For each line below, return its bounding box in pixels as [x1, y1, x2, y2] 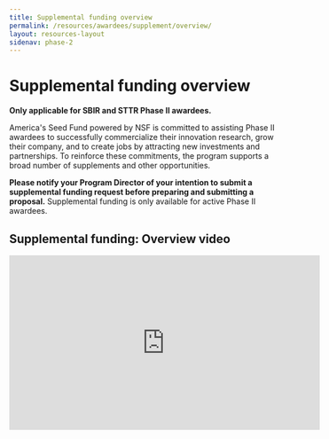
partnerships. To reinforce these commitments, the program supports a [9, 151, 269, 161]
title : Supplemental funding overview [9, 12, 153, 22]
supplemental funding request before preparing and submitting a [9, 187, 255, 198]
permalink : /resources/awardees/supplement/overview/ [9, 21, 213, 30]
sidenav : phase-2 [9, 37, 74, 47]
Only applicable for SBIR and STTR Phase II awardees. [9, 106, 212, 116]
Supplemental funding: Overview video [9, 231, 231, 247]
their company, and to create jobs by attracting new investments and [9, 141, 260, 152]
